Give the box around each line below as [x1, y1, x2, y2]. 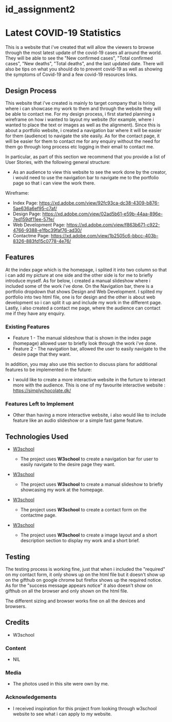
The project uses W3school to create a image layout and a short [20, 532, 158, 538]
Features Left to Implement [5, 400, 74, 407]
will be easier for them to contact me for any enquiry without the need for [5, 138, 161, 144]
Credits [5, 618, 30, 627]
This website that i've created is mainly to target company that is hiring [5, 100, 155, 106]
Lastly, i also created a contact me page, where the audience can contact [5, 305, 161, 311]
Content [5, 644, 27, 652]
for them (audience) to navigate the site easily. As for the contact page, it [5, 133, 160, 139]
